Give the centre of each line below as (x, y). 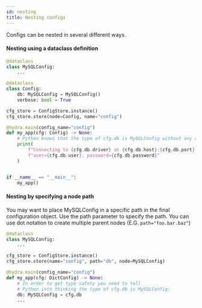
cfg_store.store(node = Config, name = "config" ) (64, 116)
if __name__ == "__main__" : (41, 177)
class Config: (24, 89)
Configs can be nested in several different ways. (66, 34)
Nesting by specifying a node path (50, 196)
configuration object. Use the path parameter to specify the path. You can (98, 216)
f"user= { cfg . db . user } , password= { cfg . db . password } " (94, 155)
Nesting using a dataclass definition (52, 48)
